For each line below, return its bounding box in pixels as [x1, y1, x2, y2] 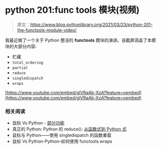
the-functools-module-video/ [17, 27, 77, 33]
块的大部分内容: [5, 43, 37, 49]
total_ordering [12, 60, 44, 65]
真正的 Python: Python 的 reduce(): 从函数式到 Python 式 [12, 126, 127, 132]
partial [12, 65, 28, 70]
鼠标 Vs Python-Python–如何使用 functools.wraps [12, 138, 112, 145]
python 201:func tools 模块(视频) [5, 4, 140, 16]
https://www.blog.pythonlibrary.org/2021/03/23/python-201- [30, 22, 153, 27]
